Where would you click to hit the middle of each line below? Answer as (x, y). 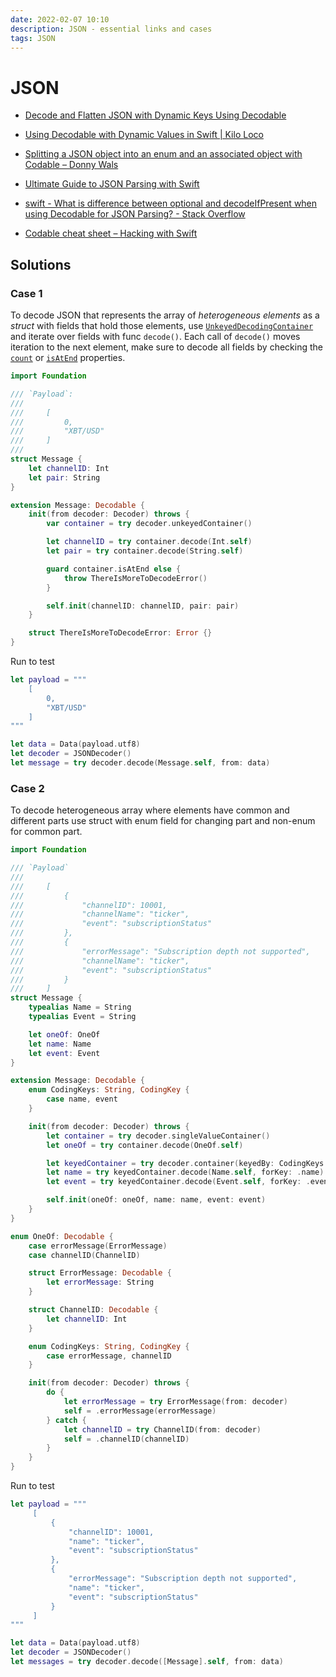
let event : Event (64, 1053)
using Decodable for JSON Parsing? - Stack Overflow (135, 214)
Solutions (41, 264)
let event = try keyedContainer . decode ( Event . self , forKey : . (178, 1182)
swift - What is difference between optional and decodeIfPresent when (171, 203)
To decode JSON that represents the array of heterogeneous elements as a (165, 315)
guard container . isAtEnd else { (114, 569)
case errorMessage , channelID (109, 1356)
